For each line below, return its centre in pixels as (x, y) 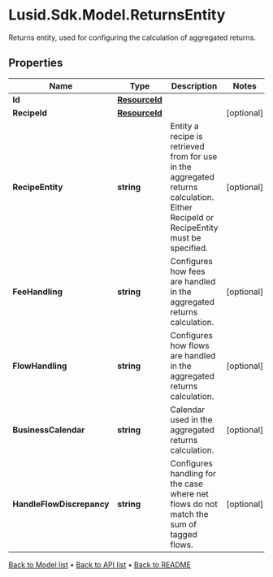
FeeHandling (38, 292)
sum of (184, 524)
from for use (194, 156)
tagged (184, 534)
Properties (36, 63)
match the (189, 514)
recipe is (186, 136)
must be (186, 237)
